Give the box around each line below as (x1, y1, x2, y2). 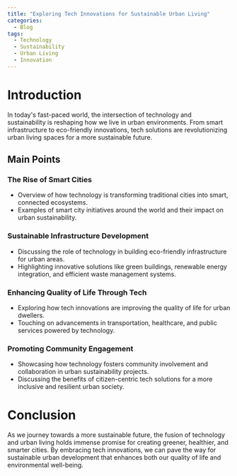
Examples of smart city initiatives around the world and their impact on (17, 206, 224, 215)
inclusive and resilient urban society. (17, 382, 125, 391)
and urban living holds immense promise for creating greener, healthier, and (7, 438, 229, 447)
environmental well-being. (7, 461, 83, 470)
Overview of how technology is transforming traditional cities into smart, (17, 191, 229, 199)
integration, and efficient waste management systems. (17, 270, 177, 278)
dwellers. (17, 311, 45, 319)
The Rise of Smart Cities (7, 175, 92, 184)
